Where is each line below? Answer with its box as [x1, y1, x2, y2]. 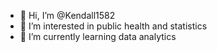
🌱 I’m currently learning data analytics [19, 31, 177, 42]
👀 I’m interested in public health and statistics [19, 20, 208, 32]
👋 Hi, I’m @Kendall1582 [19, 10, 116, 21]
